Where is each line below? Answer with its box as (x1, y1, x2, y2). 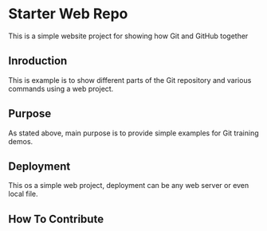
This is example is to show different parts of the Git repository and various (8, 75, 252, 84)
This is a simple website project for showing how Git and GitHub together (8, 31, 249, 41)
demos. (8, 136, 33, 146)
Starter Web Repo (8, 5, 128, 23)
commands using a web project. (8, 84, 114, 93)
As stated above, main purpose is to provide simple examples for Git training (8, 128, 259, 138)
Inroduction (8, 54, 68, 68)
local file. (8, 189, 38, 199)
